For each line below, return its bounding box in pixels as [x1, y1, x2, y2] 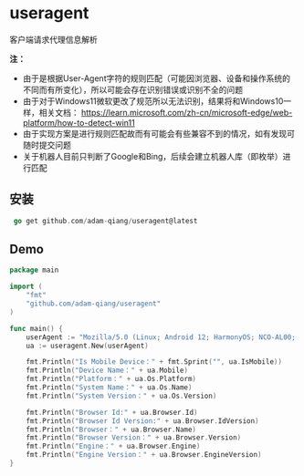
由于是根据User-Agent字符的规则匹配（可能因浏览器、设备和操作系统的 [22, 72, 290, 84]
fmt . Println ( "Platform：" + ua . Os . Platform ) [26, 375, 197, 384]
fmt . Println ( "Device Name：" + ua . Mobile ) [26, 366, 189, 376]
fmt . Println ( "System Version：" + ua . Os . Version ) [26, 391, 217, 400]
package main [9, 265, 59, 275]
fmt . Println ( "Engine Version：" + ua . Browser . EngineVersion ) [26, 450, 262, 460]
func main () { [9, 324, 64, 333]
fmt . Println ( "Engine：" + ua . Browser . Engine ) [26, 441, 201, 451]
